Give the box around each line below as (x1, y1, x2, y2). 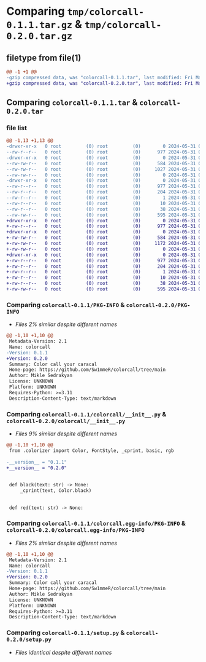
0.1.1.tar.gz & (6, 17, 83, 31)
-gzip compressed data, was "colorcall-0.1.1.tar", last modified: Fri (6, 74, 193, 80)
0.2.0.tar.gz (6, 31, 72, 42)
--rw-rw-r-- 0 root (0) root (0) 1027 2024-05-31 (6, 166, 196, 173)
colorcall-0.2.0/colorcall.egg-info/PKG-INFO (6, 527, 145, 534)
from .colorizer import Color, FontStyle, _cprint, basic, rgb (9, 447, 174, 454)
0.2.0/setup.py (6, 636, 52, 643)
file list (6, 123, 28, 132)
